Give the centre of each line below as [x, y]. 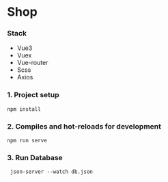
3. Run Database [35, 158]
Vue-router [32, 63]
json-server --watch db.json [52, 172]
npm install [24, 109]
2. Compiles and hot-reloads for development [84, 126]
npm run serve [27, 141]
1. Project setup [33, 95]
